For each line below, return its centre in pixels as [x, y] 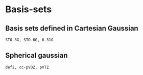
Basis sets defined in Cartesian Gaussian [72, 28]
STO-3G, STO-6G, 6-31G [29, 40]
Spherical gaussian [37, 55]
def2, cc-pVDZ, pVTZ [27, 67]
